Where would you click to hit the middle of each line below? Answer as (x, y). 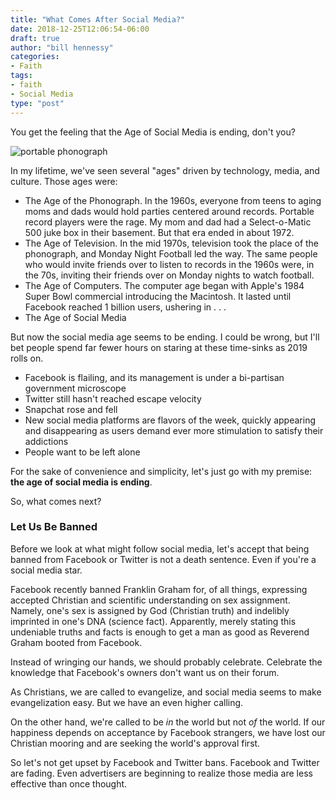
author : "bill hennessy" (62, 47)
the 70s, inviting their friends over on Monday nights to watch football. (169, 275)
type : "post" (37, 103)
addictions (46, 441)
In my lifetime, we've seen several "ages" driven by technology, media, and (165, 170)
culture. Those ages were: (64, 181)
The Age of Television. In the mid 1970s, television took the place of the (172, 243)
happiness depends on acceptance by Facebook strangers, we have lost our (168, 732)
